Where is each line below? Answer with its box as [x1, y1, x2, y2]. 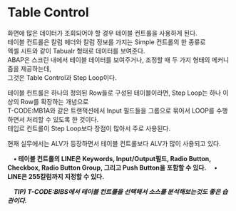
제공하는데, [20, 64, 52, 73]
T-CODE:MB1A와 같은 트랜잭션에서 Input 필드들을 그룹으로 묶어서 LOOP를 [7, 106, 215, 115]
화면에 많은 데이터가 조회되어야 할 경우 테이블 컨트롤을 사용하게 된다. [7, 29, 197, 37]
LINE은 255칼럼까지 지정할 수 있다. [7, 172, 105, 180]
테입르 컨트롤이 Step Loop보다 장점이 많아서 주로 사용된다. [7, 124, 171, 133]
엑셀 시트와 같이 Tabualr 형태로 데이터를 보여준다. [7, 46, 145, 55]
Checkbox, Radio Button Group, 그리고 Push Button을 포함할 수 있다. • [7, 163, 217, 172]
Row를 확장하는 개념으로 [20, 97, 89, 105]
